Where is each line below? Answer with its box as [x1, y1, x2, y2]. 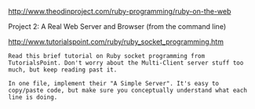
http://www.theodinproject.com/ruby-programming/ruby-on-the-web [8, 7, 231, 16]
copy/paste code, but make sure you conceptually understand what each [8, 86, 247, 94]
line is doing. [8, 93, 58, 101]
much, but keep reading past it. [8, 66, 118, 74]
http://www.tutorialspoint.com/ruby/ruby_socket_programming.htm [8, 37, 224, 46]
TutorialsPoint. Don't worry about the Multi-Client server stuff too [8, 59, 244, 67]
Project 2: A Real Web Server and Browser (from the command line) [8, 22, 227, 31]
